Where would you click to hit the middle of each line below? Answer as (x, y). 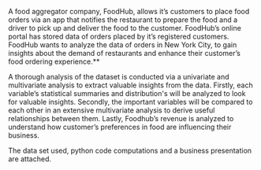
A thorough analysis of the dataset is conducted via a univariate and (119, 77)
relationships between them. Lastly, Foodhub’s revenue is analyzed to (121, 118)
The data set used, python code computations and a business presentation (130, 150)
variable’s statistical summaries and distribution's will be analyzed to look (127, 93)
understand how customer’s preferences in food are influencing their (120, 127)
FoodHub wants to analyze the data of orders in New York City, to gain (123, 45)
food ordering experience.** (54, 61)
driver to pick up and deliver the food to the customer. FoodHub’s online (125, 28)
